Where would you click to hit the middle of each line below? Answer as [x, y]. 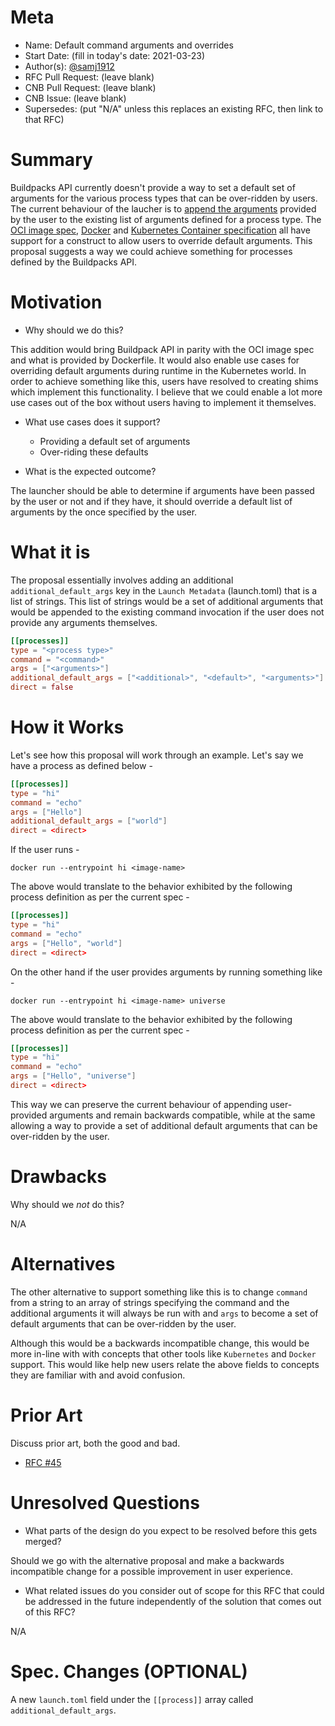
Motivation [56, 302]
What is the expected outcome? [90, 471]
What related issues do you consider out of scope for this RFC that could [174, 1590]
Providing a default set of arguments [115, 441]
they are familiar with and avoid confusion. [98, 1375]
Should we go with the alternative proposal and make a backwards [147, 1560]
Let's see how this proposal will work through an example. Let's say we [157, 755]
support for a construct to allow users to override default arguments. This [161, 240]
